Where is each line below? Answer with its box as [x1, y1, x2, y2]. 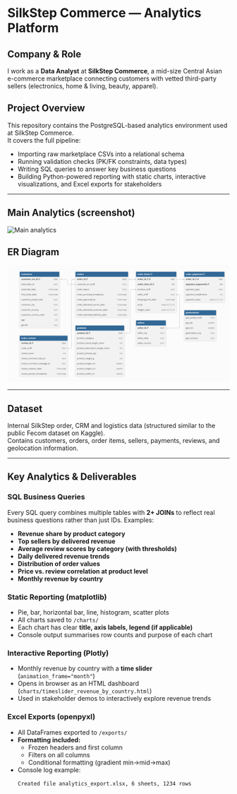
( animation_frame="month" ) [17, 672, 95, 680]
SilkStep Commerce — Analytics [7, 5, 202, 21]
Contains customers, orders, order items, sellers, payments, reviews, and [7, 437, 220, 445]
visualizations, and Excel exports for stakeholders [17, 179, 162, 188]
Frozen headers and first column [28, 743, 123, 752]
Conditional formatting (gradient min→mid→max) [28, 758, 171, 766]
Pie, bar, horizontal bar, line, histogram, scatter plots [17, 608, 169, 617]
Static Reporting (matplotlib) [7, 592, 107, 602]
